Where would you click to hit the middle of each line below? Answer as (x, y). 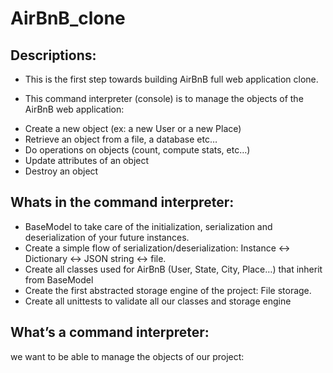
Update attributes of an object (87, 160)
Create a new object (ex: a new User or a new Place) (133, 128)
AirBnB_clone (68, 18)
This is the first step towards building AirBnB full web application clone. (171, 79)
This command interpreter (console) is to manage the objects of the (164, 98)
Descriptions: (53, 55)
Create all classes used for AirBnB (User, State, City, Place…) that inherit (173, 269)
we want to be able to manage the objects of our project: (127, 356)
